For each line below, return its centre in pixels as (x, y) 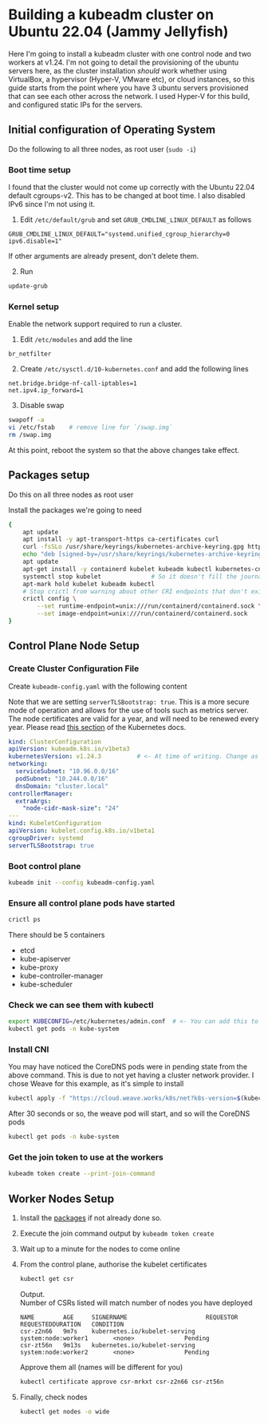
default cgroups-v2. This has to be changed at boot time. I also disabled (127, 196)
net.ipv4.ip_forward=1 (46, 391)
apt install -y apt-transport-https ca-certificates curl (121, 539)
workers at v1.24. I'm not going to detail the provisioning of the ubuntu (124, 62)
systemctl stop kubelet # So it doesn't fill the (130, 577)
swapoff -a (26, 420)
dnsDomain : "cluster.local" (62, 786)
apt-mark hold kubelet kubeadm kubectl (89, 584)
